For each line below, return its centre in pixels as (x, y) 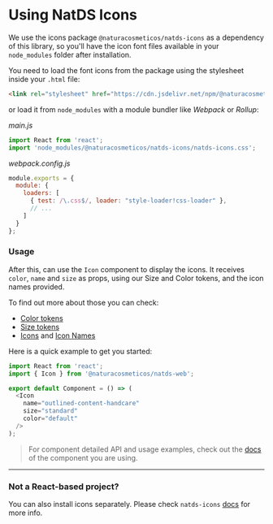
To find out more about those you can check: (84, 302)
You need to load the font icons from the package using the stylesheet (126, 70)
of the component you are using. (83, 457)
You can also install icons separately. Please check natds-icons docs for (129, 505)
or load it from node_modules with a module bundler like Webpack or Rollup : (134, 109)
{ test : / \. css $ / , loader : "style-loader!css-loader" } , (128, 201)
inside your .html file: (44, 79)
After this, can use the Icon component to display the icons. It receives (127, 269)
